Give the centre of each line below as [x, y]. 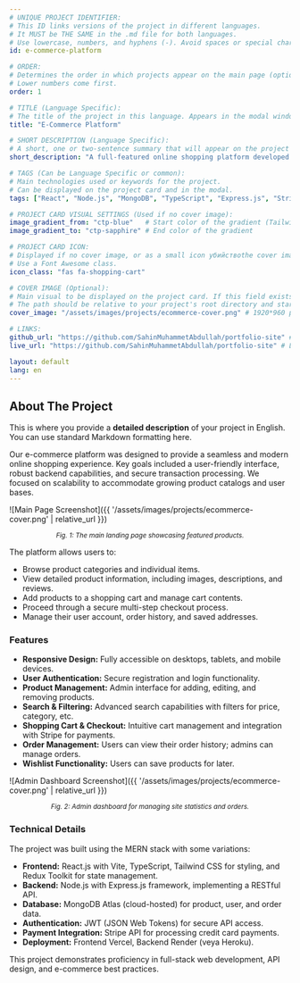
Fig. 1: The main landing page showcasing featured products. [150, 536]
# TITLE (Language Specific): [66, 108]
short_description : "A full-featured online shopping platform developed [150, 157]
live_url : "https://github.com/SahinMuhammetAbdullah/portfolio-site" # [147, 346]
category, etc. [48, 716]
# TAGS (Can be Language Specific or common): [97, 173]
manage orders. [51, 754]
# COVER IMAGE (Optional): [59, 288]
